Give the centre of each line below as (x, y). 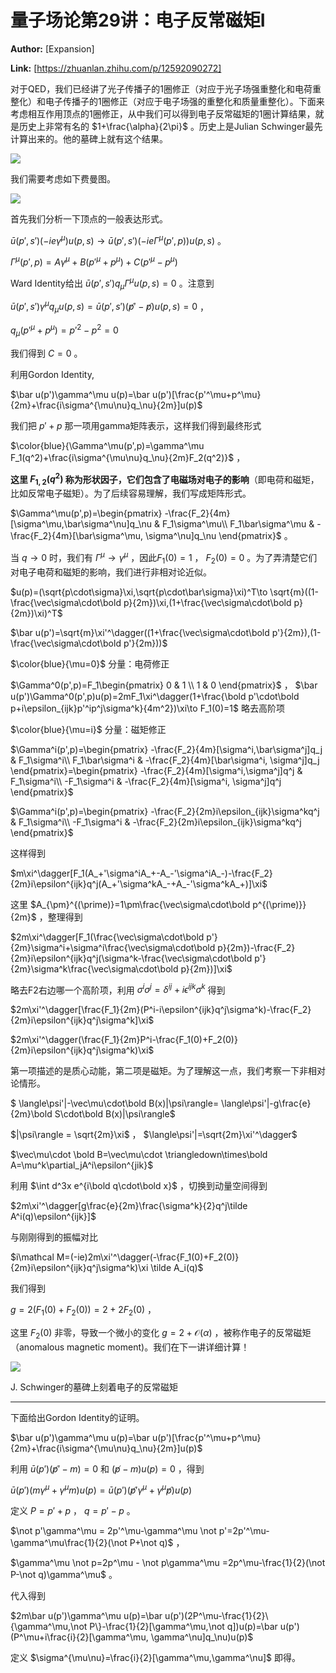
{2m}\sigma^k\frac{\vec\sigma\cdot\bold (94, 968)
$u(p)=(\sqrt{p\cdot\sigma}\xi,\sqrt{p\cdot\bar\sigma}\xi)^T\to (139, 592)
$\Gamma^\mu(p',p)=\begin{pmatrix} (86, 513)
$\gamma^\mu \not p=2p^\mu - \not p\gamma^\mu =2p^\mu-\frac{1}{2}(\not (168, 1563)
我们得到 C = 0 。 (46, 353)
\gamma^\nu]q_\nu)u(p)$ (202, 1637)
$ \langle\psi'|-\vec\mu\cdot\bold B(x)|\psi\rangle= (115, 1103)
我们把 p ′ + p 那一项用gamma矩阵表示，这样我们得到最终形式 (136, 425)
